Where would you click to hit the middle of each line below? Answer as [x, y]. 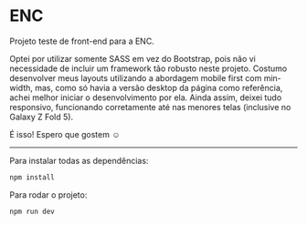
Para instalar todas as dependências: [79, 160]
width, [21, 87]
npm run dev [32, 211]
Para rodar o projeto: [48, 194]
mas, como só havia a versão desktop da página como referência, [159, 87]
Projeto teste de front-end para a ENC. [82, 41]
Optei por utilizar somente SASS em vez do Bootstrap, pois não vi [132, 58]
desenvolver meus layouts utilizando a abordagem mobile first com [136, 77]
